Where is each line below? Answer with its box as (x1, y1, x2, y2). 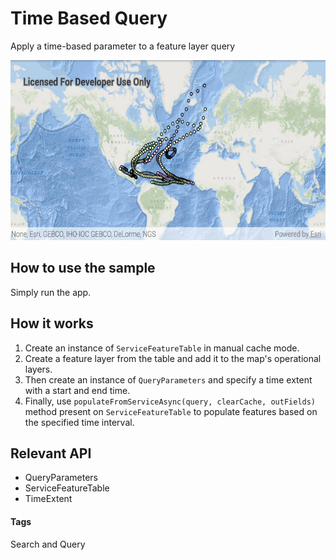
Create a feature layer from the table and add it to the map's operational (24, 352, 322, 364)
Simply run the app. (10, 286, 92, 298)
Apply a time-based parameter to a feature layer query (10, 40, 236, 52)
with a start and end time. (24, 384, 131, 396)
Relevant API (10, 445, 92, 462)
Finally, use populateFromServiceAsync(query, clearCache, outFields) (24, 395, 317, 407)
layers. (24, 363, 53, 375)
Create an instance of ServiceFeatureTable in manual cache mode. (24, 342, 300, 354)
